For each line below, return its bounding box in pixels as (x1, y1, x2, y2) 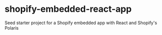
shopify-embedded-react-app (4, 3, 132, 15)
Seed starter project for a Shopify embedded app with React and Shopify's (4, 20, 157, 26)
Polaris (4, 25, 19, 31)
